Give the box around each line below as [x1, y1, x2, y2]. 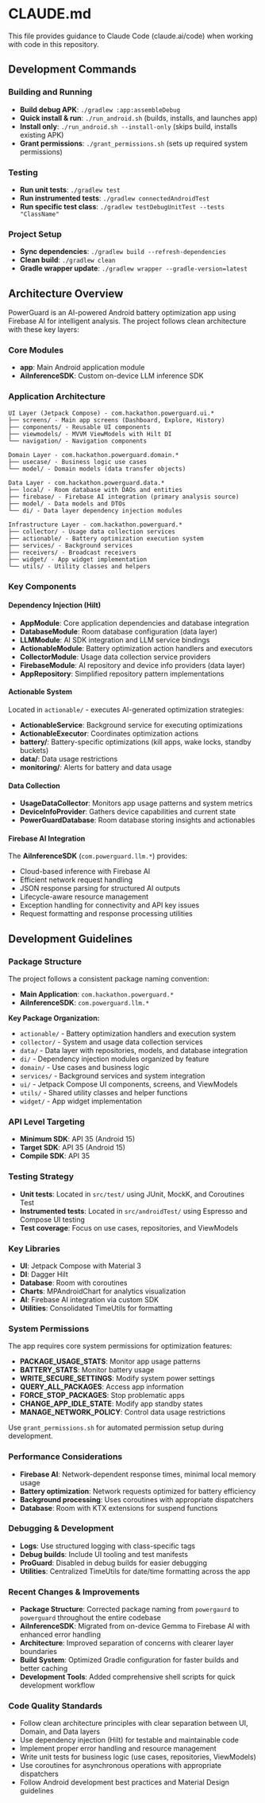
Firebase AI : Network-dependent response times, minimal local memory [19, 1469, 256, 1479]
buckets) [19, 745, 49, 755]
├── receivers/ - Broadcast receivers [8, 548, 136, 556]
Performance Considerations [8, 1451, 123, 1462]
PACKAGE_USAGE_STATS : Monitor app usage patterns [19, 1356, 201, 1366]
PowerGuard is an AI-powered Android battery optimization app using [8, 308, 236, 318]
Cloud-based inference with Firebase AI [19, 867, 151, 876]
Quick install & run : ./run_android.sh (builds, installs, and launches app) [19, 113, 258, 123]
